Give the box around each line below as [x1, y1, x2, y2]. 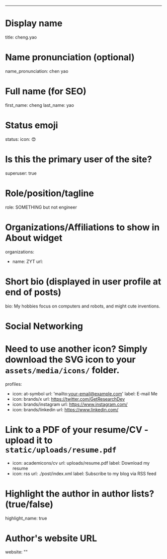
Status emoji [5, 120, 58, 131]
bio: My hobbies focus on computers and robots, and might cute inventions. [5, 303, 161, 309]
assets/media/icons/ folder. [5, 364, 120, 376]
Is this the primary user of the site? [5, 153, 153, 165]
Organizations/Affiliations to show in [5, 222, 160, 233]
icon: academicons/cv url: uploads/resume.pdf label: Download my [12, 460, 150, 466]
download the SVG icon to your [5, 354, 136, 365]
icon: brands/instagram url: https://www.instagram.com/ [12, 401, 128, 407]
